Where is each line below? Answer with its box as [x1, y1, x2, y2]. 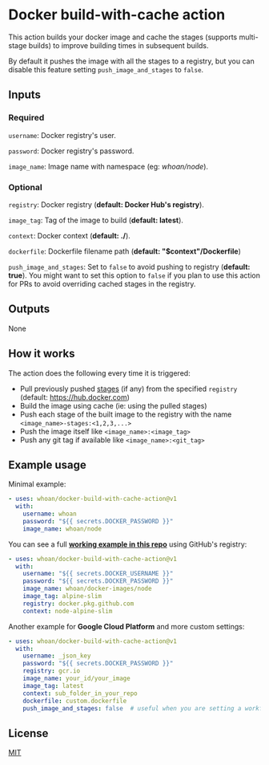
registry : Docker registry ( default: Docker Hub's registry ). [8, 199, 204, 210]
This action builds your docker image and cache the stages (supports [8, 32, 238, 42]
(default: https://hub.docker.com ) [19, 392, 130, 402]
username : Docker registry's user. [8, 130, 116, 140]
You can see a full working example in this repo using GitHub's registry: [8, 539, 247, 549]
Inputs [8, 88, 42, 102]
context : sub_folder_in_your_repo [22, 689, 138, 698]
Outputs [8, 303, 50, 316]
